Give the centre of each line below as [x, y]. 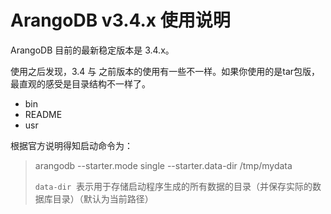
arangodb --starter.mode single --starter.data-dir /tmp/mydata [163, 165]
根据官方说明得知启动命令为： [71, 145]
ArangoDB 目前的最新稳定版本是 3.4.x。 [92, 50]
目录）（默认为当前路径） [103, 198]
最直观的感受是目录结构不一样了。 [80, 83]
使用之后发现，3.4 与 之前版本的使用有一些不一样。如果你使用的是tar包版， [165, 71]
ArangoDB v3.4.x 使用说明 [120, 20]
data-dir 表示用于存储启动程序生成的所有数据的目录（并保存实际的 [173, 186]
